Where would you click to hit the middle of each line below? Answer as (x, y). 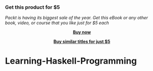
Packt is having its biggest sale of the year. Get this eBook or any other (76, 18)
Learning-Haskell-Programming (71, 61)
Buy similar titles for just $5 (82, 42)
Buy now (82, 32)
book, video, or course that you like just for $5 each (57, 23)
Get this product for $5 (32, 7)
